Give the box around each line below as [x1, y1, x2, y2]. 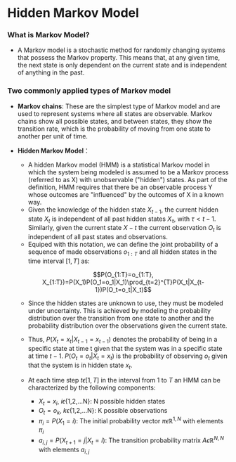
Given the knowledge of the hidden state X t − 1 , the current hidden [27, 205, 219, 215]
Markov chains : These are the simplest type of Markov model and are [17, 102, 221, 110]
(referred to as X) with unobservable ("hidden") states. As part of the [27, 175, 228, 184]
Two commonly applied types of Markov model [7, 86, 171, 96]
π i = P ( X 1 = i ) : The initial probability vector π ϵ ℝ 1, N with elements [38, 415, 223, 427]
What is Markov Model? [7, 30, 90, 40]
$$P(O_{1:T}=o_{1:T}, [92, 270, 154, 278]
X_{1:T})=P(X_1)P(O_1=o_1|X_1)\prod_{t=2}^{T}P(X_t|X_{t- [41, 278, 205, 286]
